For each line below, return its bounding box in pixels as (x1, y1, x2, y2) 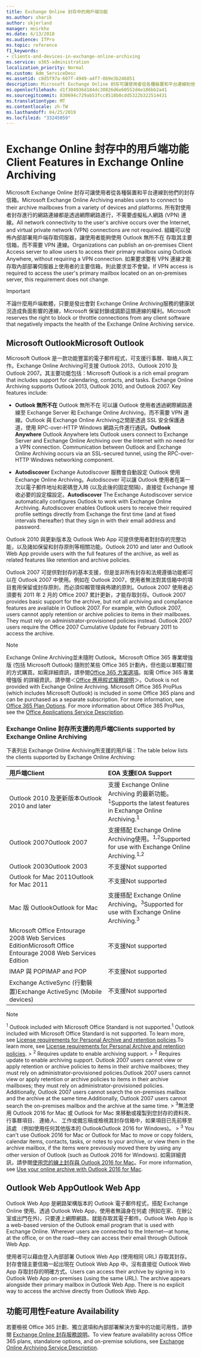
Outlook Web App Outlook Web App (6, 1183, 141, 1193)
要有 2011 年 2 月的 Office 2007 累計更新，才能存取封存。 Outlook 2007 (11, 592, 187, 598)
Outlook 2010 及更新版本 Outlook (9, 794, 102, 802)
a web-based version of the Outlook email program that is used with (6, 1221, 174, 1229)
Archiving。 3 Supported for (108, 899, 184, 908)
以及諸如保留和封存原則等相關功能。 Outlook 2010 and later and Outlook (16, 544, 193, 550)
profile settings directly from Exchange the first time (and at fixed (14, 511, 176, 518)
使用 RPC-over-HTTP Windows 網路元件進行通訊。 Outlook (25, 424, 171, 431)
